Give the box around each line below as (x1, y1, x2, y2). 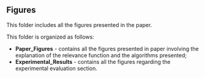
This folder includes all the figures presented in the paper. (6, 21, 152, 28)
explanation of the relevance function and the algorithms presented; (15, 52, 187, 59)
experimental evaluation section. (15, 64, 98, 72)
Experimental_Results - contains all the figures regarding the (15, 58, 171, 65)
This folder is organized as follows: (6, 33, 95, 41)
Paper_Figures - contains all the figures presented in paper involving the (15, 45, 199, 52)
